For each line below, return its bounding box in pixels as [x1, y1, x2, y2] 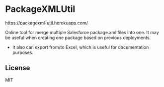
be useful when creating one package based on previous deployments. [5, 35, 151, 41]
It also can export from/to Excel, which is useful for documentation [12, 44, 149, 50]
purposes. [12, 49, 34, 55]
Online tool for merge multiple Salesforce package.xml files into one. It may [5, 29, 159, 35]
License [5, 64, 30, 72]
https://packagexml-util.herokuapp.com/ [5, 20, 88, 26]
